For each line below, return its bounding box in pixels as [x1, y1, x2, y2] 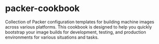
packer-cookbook [5, 3, 80, 14]
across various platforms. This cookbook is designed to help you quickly [5, 24, 152, 29]
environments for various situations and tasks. [5, 34, 99, 40]
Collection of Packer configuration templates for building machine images [5, 19, 155, 25]
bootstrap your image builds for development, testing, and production [5, 29, 146, 35]
